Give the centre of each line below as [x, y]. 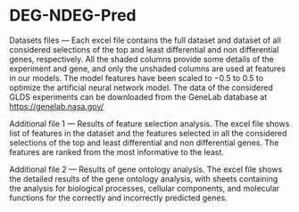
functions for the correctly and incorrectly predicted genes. [118, 198]
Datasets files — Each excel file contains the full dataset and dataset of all [145, 40]
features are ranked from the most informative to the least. [117, 151]
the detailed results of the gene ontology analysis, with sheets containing [144, 178]
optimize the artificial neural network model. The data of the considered [141, 87]
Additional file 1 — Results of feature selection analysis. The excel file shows [149, 123]
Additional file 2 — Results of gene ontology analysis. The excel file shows [146, 169]
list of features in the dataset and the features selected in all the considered [148, 133]
